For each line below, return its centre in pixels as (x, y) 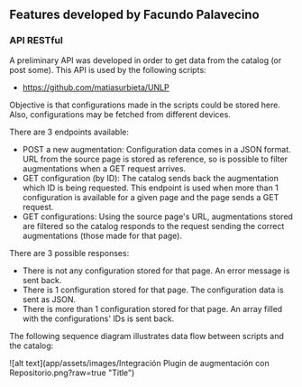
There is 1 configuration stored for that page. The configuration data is (153, 290)
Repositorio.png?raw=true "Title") (72, 373)
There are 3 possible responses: (69, 253)
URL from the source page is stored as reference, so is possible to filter (155, 159)
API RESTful (36, 41)
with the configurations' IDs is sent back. (98, 318)
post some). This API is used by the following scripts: (108, 69)
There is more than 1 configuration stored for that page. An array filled (152, 309)
